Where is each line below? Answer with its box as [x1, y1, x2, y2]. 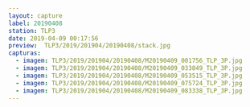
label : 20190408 [8, 19, 63, 27]
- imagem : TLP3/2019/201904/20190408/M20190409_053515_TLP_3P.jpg [15, 72, 243, 80]
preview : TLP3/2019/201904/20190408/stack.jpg [8, 42, 171, 50]
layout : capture [8, 11, 63, 20]
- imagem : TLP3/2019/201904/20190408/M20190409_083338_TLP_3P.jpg [15, 86, 243, 95]
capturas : [8, 49, 42, 57]
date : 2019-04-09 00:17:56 [8, 34, 99, 43]
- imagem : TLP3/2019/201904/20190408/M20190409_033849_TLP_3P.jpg [15, 64, 243, 72]
